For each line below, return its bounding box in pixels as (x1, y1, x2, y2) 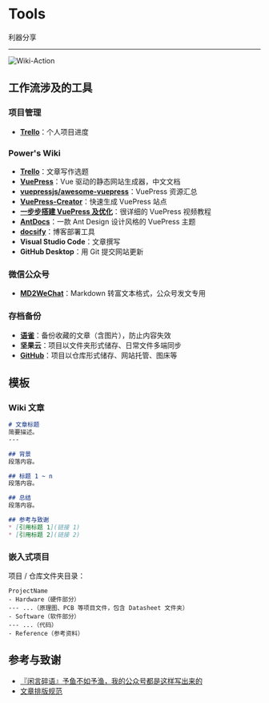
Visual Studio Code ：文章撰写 (19, 236, 121, 246)
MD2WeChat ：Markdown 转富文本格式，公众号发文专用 (19, 289, 207, 298)
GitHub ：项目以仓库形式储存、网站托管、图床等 (19, 350, 178, 360)
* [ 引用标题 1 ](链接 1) (8, 523, 80, 531)
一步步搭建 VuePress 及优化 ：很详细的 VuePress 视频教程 (19, 206, 212, 216)
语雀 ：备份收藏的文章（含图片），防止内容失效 (19, 330, 171, 340)
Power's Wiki (8, 147, 62, 159)
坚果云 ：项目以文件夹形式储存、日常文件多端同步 (19, 340, 182, 349)
